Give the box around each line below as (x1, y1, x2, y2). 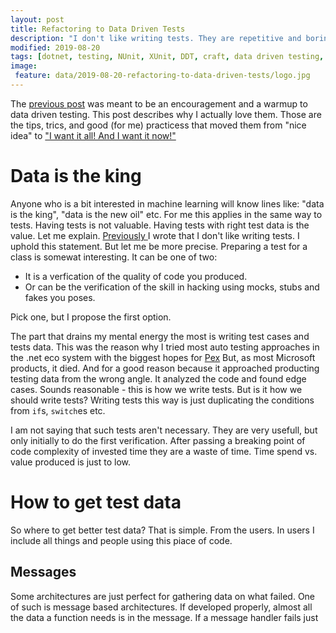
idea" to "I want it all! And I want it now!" (10, 129, 177, 141)
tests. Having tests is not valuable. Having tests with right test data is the (10, 219, 310, 231)
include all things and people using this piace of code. (10, 534, 233, 546)
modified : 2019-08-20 (10, 42, 101, 53)
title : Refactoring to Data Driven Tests (10, 24, 186, 34)
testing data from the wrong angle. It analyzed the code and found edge (10, 372, 307, 385)
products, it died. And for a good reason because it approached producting (10, 362, 320, 374)
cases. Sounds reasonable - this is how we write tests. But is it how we (10, 383, 303, 395)
